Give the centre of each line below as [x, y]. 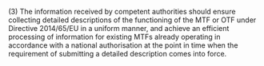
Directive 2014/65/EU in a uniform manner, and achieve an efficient [119, 28]
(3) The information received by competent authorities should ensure [122, 12]
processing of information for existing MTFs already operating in [114, 37]
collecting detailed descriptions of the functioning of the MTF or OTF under [132, 20]
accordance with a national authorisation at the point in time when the [123, 45]
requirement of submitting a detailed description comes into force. [118, 54]
